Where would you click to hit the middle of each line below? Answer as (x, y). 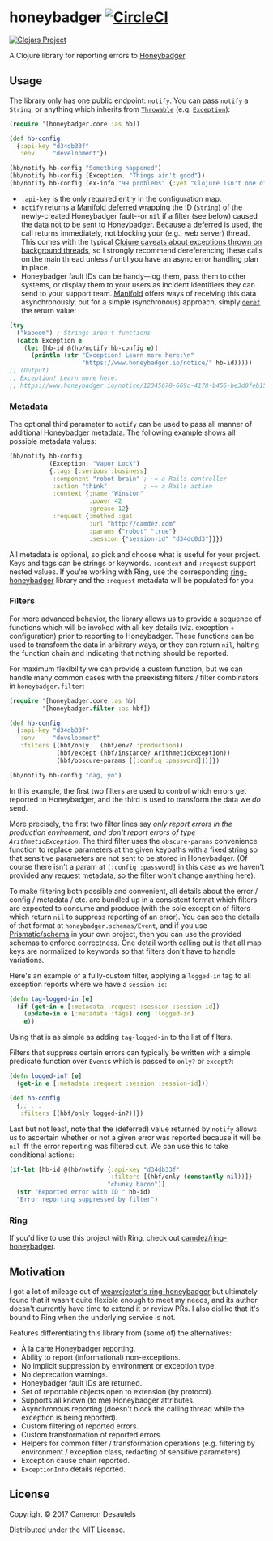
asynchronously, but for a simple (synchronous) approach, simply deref (141, 302)
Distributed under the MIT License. (67, 1530)
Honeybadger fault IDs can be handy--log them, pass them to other (133, 276)
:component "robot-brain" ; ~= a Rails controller (140, 479)
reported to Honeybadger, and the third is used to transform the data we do (135, 799)
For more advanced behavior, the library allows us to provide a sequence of (135, 619)
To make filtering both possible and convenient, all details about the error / (134, 891)
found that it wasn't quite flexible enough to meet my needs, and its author (134, 1300)
